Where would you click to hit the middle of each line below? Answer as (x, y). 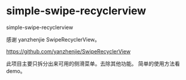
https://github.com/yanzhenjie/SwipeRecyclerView (69, 51)
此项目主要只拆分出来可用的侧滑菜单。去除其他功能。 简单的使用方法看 (93, 63)
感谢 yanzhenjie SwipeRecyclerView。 (53, 39)
